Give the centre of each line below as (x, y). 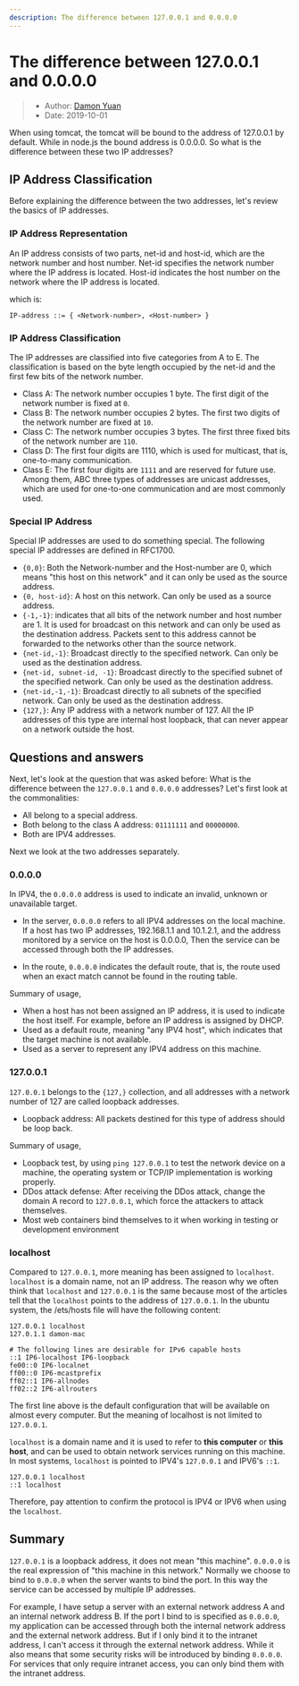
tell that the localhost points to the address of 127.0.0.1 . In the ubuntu (140, 1300)
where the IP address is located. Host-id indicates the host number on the (145, 272)
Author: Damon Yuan (83, 106)
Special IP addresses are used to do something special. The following (137, 541)
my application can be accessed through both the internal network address (147, 1625)
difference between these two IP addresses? (91, 151)
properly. (39, 1182)
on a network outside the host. (79, 729)
